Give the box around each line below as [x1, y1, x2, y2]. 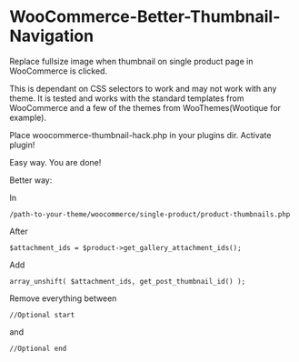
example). [9, 112, 47, 123]
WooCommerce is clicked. [9, 65, 107, 76]
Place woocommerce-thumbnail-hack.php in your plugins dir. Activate [9, 129, 272, 140]
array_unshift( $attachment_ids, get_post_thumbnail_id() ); [9, 277, 246, 286]
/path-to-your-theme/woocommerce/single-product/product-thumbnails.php [9, 209, 291, 219]
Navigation [9, 25, 94, 46]
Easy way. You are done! [9, 156, 102, 167]
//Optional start [9, 310, 75, 319]
